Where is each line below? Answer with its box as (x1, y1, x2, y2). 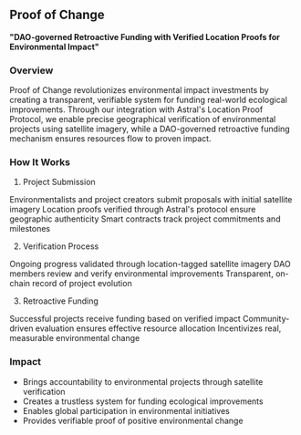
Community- (243, 314, 290, 325)
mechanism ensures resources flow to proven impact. (9, 133, 212, 144)
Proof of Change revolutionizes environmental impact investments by (9, 85, 269, 96)
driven (9, 323, 34, 334)
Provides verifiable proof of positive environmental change (22, 415, 244, 426)
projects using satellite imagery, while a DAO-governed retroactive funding (9, 123, 290, 135)
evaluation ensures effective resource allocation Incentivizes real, (35, 323, 282, 334)
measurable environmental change (9, 333, 140, 344)
